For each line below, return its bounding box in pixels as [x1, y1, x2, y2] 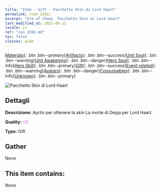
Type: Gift [5, 128, 25, 134]
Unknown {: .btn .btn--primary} [14, 73, 76, 78]
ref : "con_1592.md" [5, 30, 45, 35]
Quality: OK [5, 119, 29, 125]
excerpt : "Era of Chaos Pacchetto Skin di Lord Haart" [5, 16, 121, 21]
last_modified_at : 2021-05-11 [5, 20, 67, 26]
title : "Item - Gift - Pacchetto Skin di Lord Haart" [5, 7, 117, 12]
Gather [5, 142, 27, 151]
